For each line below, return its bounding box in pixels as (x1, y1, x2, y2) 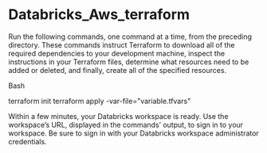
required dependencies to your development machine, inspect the (8, 48, 226, 58)
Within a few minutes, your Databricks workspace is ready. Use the (8, 111, 229, 120)
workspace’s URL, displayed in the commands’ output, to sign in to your (8, 120, 244, 129)
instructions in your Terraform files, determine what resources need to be (8, 57, 249, 67)
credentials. (8, 136, 47, 146)
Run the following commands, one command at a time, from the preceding (8, 32, 253, 41)
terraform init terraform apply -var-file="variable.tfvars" (8, 96, 191, 105)
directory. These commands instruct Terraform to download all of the (8, 40, 235, 49)
